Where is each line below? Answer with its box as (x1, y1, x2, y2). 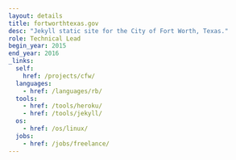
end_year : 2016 (8, 49, 60, 57)
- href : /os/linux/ (23, 124, 89, 133)
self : (15, 65, 35, 73)
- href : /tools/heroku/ (23, 102, 103, 110)
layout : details (8, 11, 63, 20)
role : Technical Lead (8, 34, 81, 43)
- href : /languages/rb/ (23, 86, 103, 95)
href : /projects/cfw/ (23, 72, 95, 80)
